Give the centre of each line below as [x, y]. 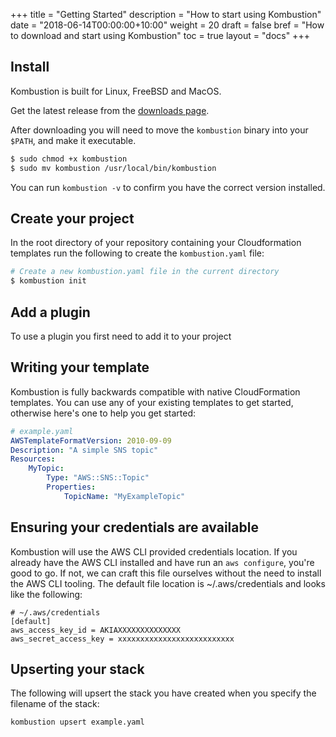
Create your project [72, 218]
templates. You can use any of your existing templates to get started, [152, 402]
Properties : [71, 487]
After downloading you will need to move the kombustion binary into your [159, 130]
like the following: [46, 594]
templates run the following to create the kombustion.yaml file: [137, 253]
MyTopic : [46, 469]
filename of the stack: [55, 704]
